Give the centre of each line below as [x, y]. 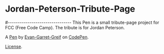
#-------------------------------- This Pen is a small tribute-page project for [82, 22]
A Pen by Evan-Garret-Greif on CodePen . [47, 37]
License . [14, 46]
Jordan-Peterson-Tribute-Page [70, 9]
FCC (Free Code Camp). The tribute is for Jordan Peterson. [65, 27]
